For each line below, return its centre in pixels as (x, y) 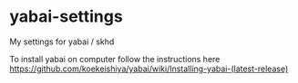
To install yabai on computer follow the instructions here (115, 59)
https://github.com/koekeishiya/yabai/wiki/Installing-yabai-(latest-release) (149, 69)
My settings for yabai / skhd (62, 41)
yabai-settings (66, 17)
